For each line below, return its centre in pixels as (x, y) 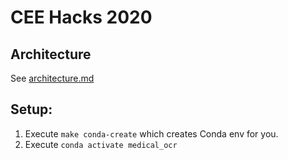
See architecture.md (52, 78)
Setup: (31, 109)
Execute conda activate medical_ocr (101, 144)
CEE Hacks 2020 (81, 17)
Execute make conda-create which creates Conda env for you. (151, 133)
